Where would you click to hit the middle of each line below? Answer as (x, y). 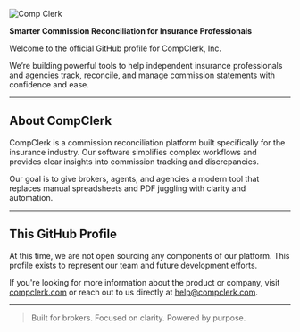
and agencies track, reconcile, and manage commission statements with (142, 75)
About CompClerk (61, 121)
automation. (31, 197)
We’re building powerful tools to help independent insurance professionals (146, 66)
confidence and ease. (49, 84)
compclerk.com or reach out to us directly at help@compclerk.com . (134, 292)
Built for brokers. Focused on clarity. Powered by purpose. (138, 318)
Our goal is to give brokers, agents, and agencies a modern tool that (134, 178)
